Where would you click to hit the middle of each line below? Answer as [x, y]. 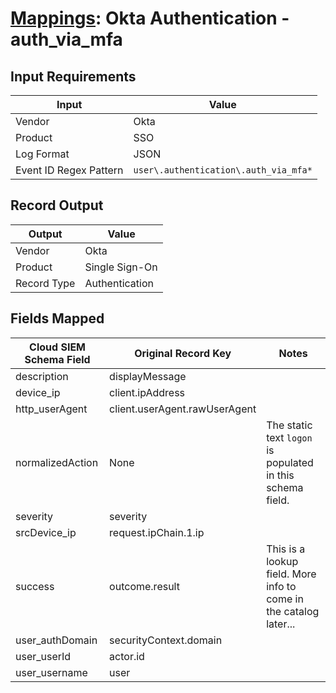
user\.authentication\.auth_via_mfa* [223, 170]
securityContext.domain [166, 640]
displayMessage [148, 376]
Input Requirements [73, 76]
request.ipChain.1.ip [157, 532]
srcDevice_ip [46, 532]
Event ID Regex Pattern [69, 170]
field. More [291, 574]
